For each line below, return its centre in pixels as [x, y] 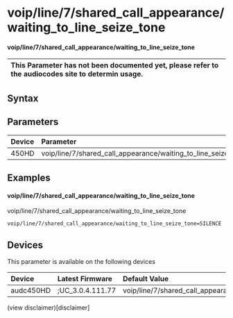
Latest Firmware [85, 279]
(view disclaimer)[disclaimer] [49, 308]
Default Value [145, 279]
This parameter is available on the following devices [81, 261]
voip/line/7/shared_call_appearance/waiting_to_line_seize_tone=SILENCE [114, 224]
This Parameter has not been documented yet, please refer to [115, 65]
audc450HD [31, 291]
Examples [29, 177]
